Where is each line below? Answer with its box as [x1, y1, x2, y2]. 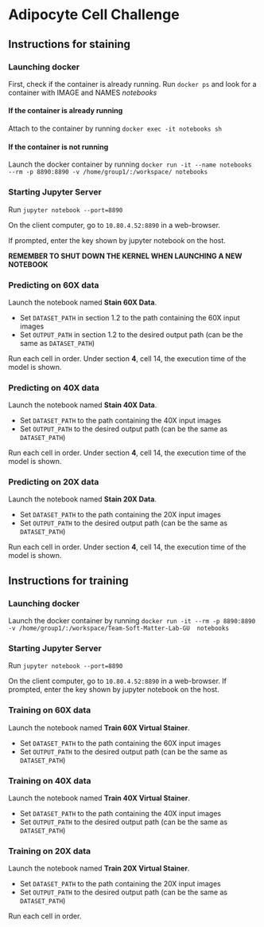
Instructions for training [8, 574, 129, 587]
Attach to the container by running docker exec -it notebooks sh [8, 124, 223, 133]
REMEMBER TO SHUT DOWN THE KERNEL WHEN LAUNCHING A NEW [8, 251, 243, 261]
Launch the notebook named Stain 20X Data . [8, 494, 157, 504]
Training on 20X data [8, 845, 91, 856]
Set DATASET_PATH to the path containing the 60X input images [19, 738, 221, 748]
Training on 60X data [8, 705, 91, 716]
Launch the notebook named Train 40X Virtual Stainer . [8, 793, 191, 803]
